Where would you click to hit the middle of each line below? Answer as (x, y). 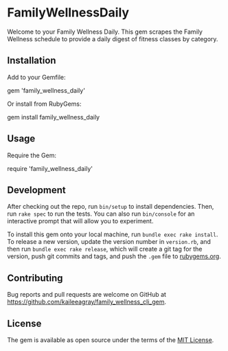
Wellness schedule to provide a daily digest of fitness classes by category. (113, 38)
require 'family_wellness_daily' (50, 168)
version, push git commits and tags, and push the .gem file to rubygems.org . (114, 256)
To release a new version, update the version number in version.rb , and (109, 242)
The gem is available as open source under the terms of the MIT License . (111, 340)
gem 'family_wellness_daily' (46, 90)
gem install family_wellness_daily (54, 117)
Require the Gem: (32, 155)
